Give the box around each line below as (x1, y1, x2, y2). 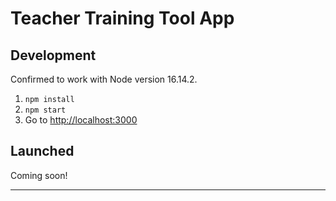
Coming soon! (10, 169, 68, 181)
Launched (10, 143, 75, 160)
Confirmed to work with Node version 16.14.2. (10, 73, 198, 85)
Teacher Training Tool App (10, 7, 235, 30)
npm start (24, 105, 67, 115)
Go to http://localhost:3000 (24, 114, 138, 126)
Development (10, 47, 97, 64)
